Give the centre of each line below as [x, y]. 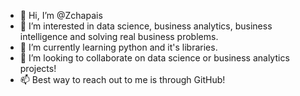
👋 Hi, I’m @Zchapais [61, 15]
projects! [38, 68]
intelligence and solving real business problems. [119, 36]
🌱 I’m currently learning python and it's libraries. [118, 47]
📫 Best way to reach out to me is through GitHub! [122, 79]
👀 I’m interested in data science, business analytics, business [146, 26]
